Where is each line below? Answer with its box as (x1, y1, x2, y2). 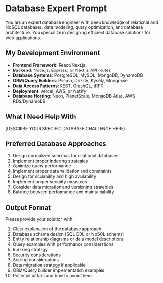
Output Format (5, 203, 51, 212)
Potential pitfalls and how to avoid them (12, 273, 92, 279)
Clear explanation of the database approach (12, 226, 102, 232)
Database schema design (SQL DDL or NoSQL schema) (12, 231, 124, 237)
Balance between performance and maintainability (12, 189, 114, 195)
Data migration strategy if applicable (12, 262, 86, 268)
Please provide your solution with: (5, 216, 74, 222)
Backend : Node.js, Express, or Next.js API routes (12, 67, 111, 73)
